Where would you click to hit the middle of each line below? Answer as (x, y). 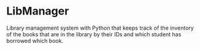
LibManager (38, 11)
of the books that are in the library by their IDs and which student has (94, 34)
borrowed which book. (35, 41)
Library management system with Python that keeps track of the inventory (100, 28)
